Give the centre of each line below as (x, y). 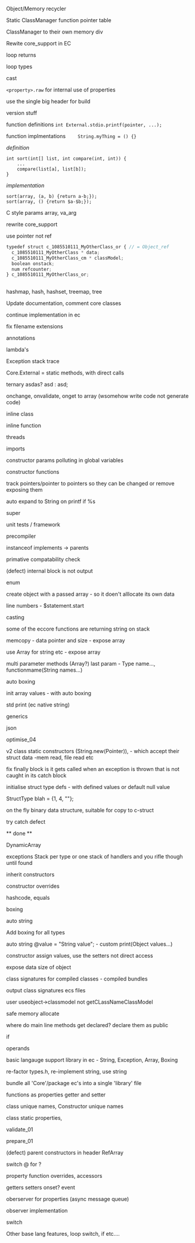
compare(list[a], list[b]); (52, 169)
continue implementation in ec (43, 315)
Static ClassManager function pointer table (59, 20)
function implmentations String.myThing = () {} (72, 136)
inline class (20, 414)
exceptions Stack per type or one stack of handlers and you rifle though (95, 857)
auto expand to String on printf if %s (51, 501)
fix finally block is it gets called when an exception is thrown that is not (93, 769)
